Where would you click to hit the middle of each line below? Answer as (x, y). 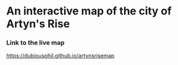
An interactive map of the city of (89, 11)
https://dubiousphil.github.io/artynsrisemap (61, 56)
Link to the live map (35, 43)
